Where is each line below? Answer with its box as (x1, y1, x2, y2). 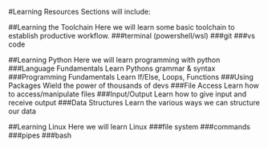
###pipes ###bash (8, 130, 72, 140)
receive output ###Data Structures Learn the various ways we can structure (8, 98, 261, 107)
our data (8, 106, 36, 116)
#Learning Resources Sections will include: (8, 7, 151, 16)
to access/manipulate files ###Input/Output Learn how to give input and (8, 89, 247, 99)
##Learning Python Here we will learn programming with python (8, 55, 221, 64)
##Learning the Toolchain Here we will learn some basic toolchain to (8, 23, 235, 31)
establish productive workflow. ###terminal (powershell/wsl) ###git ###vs (8, 31, 255, 40)
